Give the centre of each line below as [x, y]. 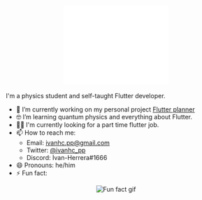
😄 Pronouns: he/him [45, 165]
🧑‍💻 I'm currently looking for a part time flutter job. [87, 125]
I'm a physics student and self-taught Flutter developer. [86, 96]
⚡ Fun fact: [31, 173]
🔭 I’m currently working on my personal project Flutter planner [106, 109]
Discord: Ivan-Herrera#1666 [67, 158]
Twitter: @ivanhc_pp [56, 150]
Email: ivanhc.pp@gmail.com [68, 143]
